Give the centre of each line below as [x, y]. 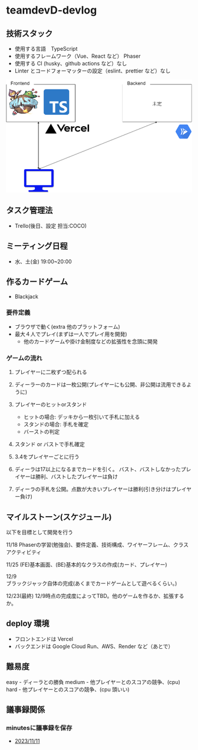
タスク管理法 [29, 211]
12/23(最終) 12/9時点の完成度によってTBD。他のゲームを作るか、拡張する [95, 596]
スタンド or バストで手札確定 [50, 444]
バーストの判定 [42, 432]
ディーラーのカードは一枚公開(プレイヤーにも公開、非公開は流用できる [100, 385]
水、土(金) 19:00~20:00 [43, 261]
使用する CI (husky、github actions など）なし [71, 63]
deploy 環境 [28, 624]
